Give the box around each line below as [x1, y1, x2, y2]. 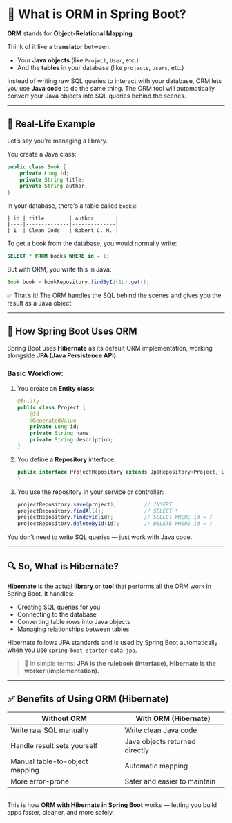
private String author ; [19, 183, 88, 190]
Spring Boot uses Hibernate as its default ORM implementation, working [7, 344, 213, 352]
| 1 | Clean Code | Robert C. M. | [7, 227, 119, 234]
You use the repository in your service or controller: [17, 488, 164, 496]
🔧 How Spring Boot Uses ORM [7, 326, 137, 337]
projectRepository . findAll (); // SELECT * [17, 507, 179, 515]
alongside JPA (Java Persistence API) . [7, 351, 119, 360]
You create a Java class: [7, 150, 77, 158]
